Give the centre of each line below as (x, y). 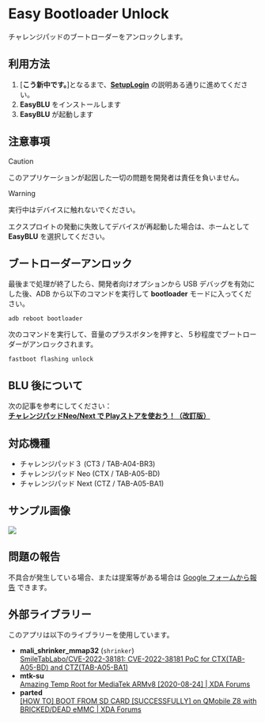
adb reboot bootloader (45, 319)
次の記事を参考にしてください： (60, 406)
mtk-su (32, 676)
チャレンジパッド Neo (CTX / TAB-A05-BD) (90, 474)
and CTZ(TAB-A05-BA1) (89, 667)
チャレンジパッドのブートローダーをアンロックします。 (98, 36)
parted (31, 693)
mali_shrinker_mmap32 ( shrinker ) (77, 651)
